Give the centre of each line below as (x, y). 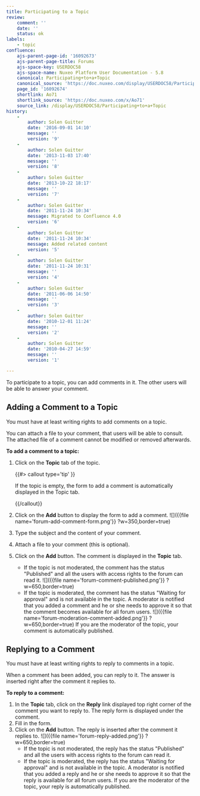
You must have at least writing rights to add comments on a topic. (87, 421)
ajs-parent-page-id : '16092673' (57, 56)
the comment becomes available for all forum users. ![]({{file (98, 612)
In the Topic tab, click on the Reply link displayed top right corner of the (103, 704)
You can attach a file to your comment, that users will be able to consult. (95, 433)
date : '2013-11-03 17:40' (60, 155)
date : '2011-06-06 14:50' (60, 294)
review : (16, 17)
